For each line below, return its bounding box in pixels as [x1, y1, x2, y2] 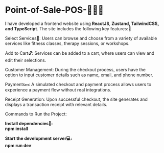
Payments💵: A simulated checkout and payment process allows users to [5, 81, 152, 87]
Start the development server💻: [5, 135, 72, 141]
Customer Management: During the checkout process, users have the [5, 66, 146, 72]
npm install [5, 126, 28, 131]
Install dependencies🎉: [5, 120, 53, 126]
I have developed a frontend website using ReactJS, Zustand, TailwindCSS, [5, 21, 159, 26]
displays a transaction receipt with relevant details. [5, 101, 108, 107]
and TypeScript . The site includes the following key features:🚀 [5, 25, 131, 31]
